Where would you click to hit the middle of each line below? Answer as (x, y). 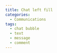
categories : (18, 15)
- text (17, 33)
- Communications (28, 19)
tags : (11, 24)
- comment (20, 43)
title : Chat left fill (29, 10)
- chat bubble (24, 29)
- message (20, 38)
